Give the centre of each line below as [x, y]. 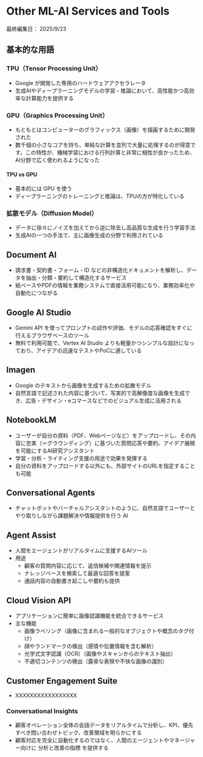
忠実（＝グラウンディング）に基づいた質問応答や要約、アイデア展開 [111, 443]
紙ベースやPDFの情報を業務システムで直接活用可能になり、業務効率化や [105, 285]
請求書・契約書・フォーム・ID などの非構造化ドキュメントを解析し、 [101, 270]
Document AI [32, 255]
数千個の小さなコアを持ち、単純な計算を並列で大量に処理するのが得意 [103, 144]
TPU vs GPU [22, 174]
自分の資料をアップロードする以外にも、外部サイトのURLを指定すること [105, 466]
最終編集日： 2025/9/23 [36, 29]
